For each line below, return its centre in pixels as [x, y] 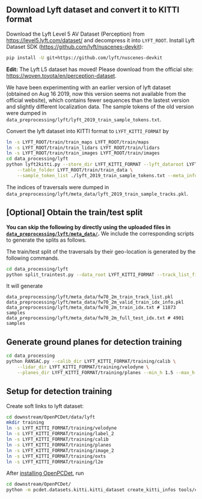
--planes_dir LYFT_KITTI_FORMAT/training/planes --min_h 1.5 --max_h [106, 372]
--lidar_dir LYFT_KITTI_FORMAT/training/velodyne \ [83, 367]
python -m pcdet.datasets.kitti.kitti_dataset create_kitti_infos [91, 490]
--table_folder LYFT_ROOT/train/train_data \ [75, 170]
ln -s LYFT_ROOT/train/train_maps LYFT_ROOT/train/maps [78, 142]
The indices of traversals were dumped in [58, 187]
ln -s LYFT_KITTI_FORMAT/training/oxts [56, 456]
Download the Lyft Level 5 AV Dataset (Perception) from [75, 34]
